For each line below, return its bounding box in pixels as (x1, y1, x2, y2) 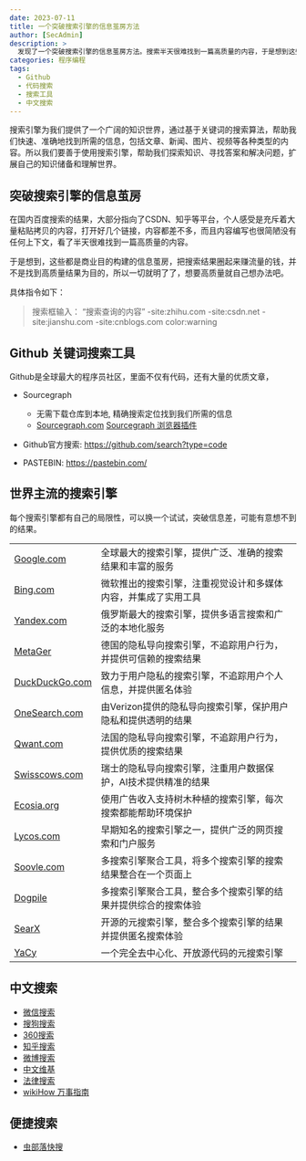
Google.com (14, 552, 66, 565)
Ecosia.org (14, 799, 60, 811)
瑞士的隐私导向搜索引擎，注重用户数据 (100, 761, 266, 774)
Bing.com (14, 583, 55, 596)
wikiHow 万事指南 (22, 1086, 89, 1097)
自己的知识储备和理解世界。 (16, 159, 121, 170)
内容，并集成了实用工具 (100, 591, 202, 603)
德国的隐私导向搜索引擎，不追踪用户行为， (100, 638, 284, 651)
